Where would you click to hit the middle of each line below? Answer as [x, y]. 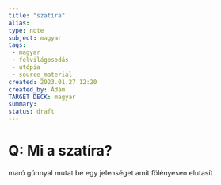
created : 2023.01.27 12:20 [53, 82]
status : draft [32, 112]
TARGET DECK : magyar [42, 97]
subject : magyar [35, 38]
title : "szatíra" [37, 15]
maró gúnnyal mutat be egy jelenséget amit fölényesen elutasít [110, 172]
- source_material [42, 75]
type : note [26, 30]
